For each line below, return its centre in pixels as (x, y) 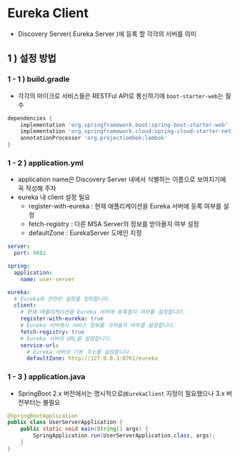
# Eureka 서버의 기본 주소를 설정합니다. (79, 352)
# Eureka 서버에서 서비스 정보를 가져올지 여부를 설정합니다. (98, 326)
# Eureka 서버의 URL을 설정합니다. (66, 338)
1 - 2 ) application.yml (46, 163)
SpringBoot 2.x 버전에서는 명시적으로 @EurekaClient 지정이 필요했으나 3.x (121, 393)
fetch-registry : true (52, 332)
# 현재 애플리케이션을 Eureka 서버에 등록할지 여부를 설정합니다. (103, 312)
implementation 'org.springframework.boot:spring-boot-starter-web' (124, 125)
